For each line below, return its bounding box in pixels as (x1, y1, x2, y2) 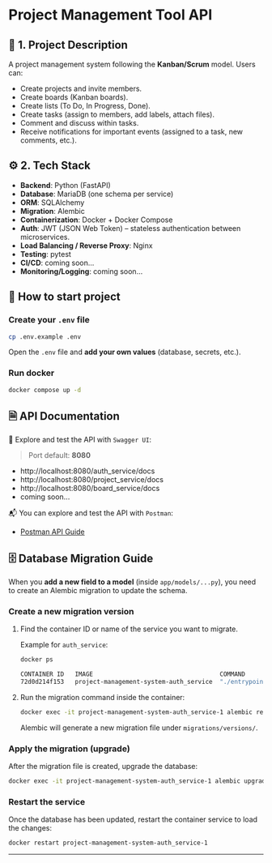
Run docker (8, 367, 55, 378)
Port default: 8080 (28, 451, 91, 460)
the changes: (8, 823, 53, 833)
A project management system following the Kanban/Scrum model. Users (8, 59, 257, 69)
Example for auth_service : (19, 640, 108, 650)
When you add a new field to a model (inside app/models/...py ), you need (8, 577, 257, 587)
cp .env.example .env (8, 332, 82, 341)
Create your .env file (8, 314, 91, 326)
